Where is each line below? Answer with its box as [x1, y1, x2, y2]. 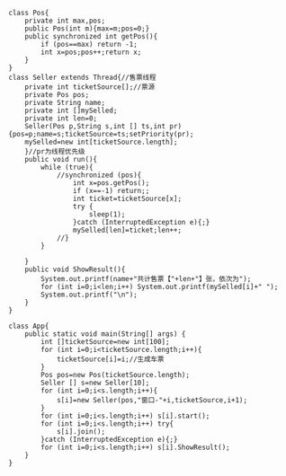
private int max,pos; [24, 16, 105, 25]
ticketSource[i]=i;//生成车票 [56, 355, 165, 364]
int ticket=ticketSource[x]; [72, 194, 182, 203]
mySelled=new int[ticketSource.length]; [24, 137, 178, 146]
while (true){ [40, 163, 94, 172]
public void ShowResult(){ [24, 265, 126, 274]
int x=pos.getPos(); [72, 179, 150, 188]
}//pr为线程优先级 [24, 147, 85, 156]
